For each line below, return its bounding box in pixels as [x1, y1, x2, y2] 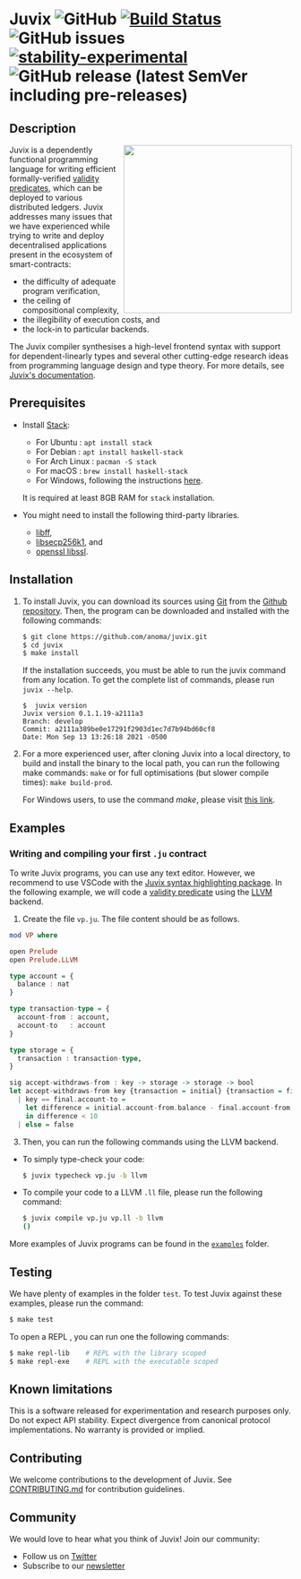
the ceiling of [21, 296, 72, 306]
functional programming [9, 154, 99, 165]
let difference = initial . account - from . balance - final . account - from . [25, 1103, 295, 1112]
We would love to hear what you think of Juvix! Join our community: [9, 1533, 261, 1545]
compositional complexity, [21, 305, 119, 315]
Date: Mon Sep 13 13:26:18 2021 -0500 [21, 733, 168, 742]
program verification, [21, 286, 100, 296]
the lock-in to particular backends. [21, 324, 150, 334]
